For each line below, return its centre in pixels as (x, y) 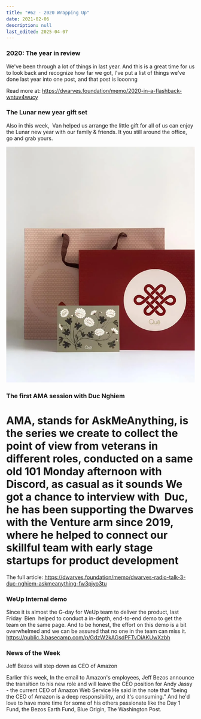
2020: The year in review (43, 53)
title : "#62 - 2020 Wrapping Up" (48, 13)
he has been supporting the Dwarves (100, 509)
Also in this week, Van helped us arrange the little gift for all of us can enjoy (100, 125)
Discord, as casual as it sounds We (94, 484)
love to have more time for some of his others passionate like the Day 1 (93, 703)
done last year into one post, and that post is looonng (72, 79)
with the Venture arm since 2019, (90, 522)
